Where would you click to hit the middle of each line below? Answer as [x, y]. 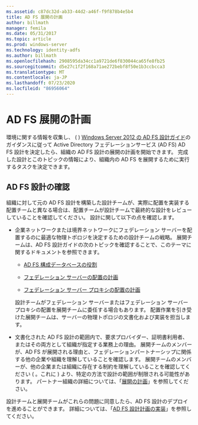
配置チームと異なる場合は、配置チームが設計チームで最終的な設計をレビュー [99, 210]
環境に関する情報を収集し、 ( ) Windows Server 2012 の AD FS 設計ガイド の [98, 137]
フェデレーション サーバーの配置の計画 [71, 277]
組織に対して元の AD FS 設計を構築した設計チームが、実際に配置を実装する [98, 202]
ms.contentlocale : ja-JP [37, 77]
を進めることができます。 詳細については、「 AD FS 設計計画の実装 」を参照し [99, 408]
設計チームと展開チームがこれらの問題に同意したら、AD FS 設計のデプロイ [97, 401]
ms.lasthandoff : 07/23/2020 [41, 83]
